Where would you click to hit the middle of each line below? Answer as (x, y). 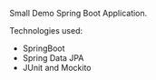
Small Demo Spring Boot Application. (78, 13)
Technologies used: (46, 30)
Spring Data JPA (53, 58)
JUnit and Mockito (57, 68)
